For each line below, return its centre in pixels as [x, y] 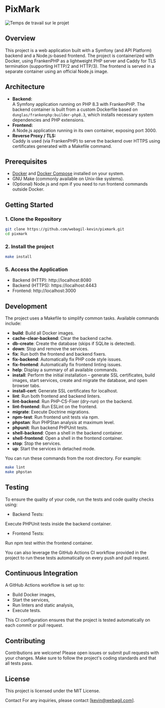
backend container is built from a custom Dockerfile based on [75, 109]
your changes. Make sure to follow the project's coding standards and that [81, 658]
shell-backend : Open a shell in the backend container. [67, 433]
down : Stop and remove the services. [50, 349]
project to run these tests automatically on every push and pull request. [78, 558]
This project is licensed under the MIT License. [53, 691]
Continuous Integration [41, 573]
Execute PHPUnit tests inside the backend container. [58, 523]
